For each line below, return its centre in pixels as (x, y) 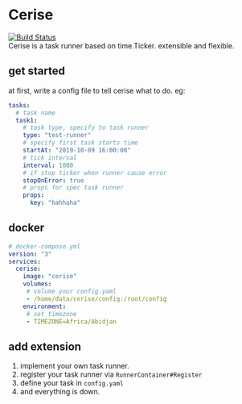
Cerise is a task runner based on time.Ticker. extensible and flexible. (121, 45)
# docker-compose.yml (45, 246)
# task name (36, 113)
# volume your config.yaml (71, 292)
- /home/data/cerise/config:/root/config (96, 299)
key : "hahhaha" (55, 203)
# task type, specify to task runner (86, 128)
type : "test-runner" (57, 135)
